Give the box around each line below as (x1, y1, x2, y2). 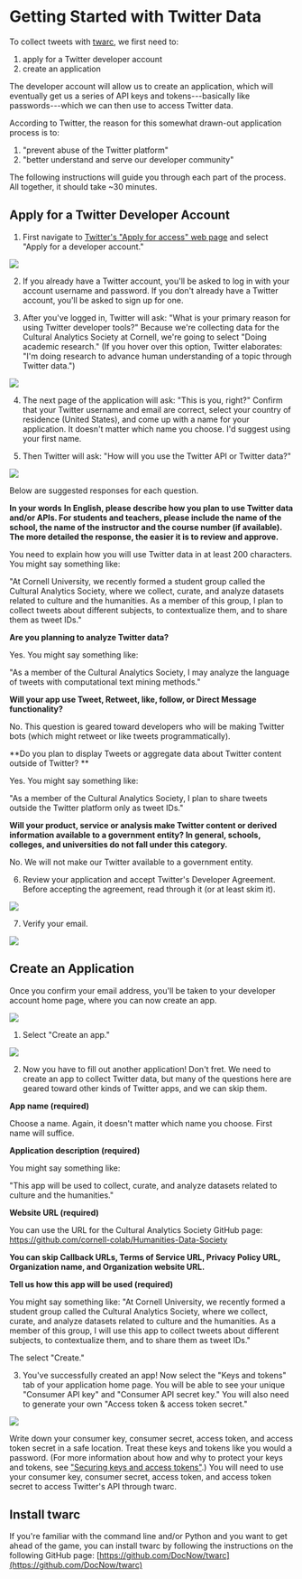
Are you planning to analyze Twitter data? (9, 631, 169, 642)
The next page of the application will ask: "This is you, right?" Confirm (22, 395, 283, 406)
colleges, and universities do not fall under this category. (9, 838, 228, 850)
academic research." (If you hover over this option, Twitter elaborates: (22, 341, 283, 351)
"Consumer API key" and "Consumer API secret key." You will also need (22, 1388, 289, 1399)
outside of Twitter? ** (9, 757, 89, 769)
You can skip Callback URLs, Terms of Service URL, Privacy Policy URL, (9, 1251, 281, 1262)
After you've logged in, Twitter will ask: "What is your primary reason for (22, 312, 291, 322)
